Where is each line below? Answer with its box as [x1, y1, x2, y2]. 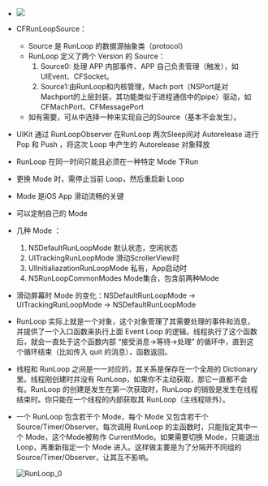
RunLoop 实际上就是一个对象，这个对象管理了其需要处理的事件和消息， [15, 316, 255, 326]
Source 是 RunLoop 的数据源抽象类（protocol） [28, 41, 188, 50]
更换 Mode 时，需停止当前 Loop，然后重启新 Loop [15, 174, 184, 183]
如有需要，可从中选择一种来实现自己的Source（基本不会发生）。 [28, 112, 241, 122]
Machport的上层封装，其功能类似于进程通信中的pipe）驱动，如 [40, 92, 252, 101]
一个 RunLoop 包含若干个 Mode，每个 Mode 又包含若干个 [15, 412, 209, 421]
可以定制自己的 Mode [15, 209, 88, 218]
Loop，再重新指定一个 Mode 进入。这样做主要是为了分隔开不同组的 [15, 442, 242, 452]
